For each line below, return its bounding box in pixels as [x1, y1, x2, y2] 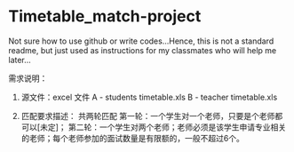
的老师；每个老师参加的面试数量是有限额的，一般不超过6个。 [20, 132, 245, 143]
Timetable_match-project [8, 6, 202, 27]
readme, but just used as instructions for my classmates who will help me [8, 44, 277, 55]
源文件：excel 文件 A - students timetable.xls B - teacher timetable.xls [20, 92, 278, 102]
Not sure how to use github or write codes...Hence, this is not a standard [8, 36, 274, 46]
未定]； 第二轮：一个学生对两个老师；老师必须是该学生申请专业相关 [39, 122, 286, 132]
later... [8, 54, 32, 65]
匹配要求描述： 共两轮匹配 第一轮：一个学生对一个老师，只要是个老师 [20, 110, 275, 121]
